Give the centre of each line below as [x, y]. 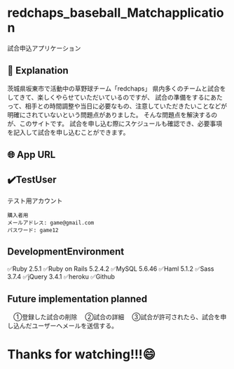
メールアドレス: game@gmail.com [51, 222]
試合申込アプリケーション [44, 48]
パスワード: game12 [33, 230]
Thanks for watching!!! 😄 [82, 354]
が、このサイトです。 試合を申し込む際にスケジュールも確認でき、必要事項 [115, 123]
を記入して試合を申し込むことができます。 [68, 132]
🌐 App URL [32, 155]
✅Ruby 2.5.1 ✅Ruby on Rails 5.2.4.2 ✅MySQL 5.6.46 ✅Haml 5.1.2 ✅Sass [111, 269]
